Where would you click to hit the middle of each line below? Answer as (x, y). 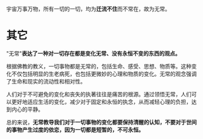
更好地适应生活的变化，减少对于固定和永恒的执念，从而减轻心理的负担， (101, 102)
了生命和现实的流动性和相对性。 (46, 81)
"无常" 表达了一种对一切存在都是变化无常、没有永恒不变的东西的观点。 (94, 53)
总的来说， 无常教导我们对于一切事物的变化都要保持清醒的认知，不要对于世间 (101, 122)
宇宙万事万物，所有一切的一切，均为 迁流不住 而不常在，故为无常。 (88, 9)
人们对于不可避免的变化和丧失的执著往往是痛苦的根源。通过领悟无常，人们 (99, 94)
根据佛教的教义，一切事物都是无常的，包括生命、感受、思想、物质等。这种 (99, 66)
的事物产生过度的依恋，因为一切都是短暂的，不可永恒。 (75, 129)
